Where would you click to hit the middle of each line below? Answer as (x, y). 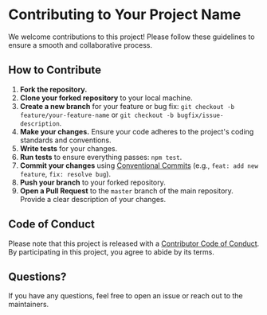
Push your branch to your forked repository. (92, 182)
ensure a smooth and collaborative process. (80, 45)
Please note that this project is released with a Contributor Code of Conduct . (134, 243)
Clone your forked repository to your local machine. (106, 98)
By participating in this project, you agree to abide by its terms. (112, 251)
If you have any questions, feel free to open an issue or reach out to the (126, 296)
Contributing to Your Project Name (125, 15)
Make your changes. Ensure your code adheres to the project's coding (137, 131)
